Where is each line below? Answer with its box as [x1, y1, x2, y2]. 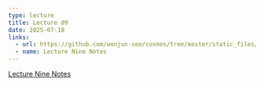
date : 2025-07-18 [8, 26, 65, 34]
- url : [15, 41, 37, 48]
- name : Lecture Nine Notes [15, 48, 108, 56]
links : [8, 33, 30, 41]
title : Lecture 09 [8, 19, 68, 27]
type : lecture [8, 11, 55, 20]
